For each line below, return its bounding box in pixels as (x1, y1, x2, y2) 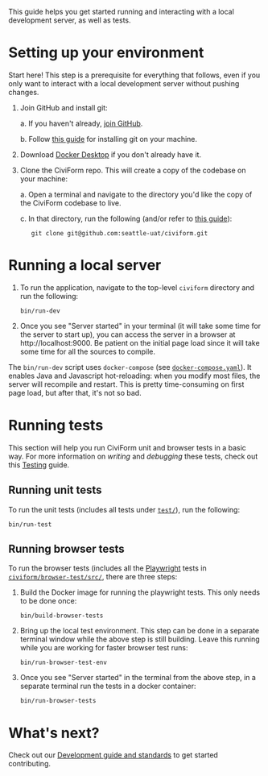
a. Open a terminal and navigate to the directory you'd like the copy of (19, 189, 253, 199)
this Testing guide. (8, 459, 70, 470)
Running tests (8, 417, 104, 434)
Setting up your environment (8, 44, 204, 62)
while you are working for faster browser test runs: (19, 643, 188, 653)
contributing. (8, 759, 51, 769)
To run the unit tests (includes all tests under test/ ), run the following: (8, 504, 240, 514)
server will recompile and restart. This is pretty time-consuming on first (8, 379, 245, 389)
